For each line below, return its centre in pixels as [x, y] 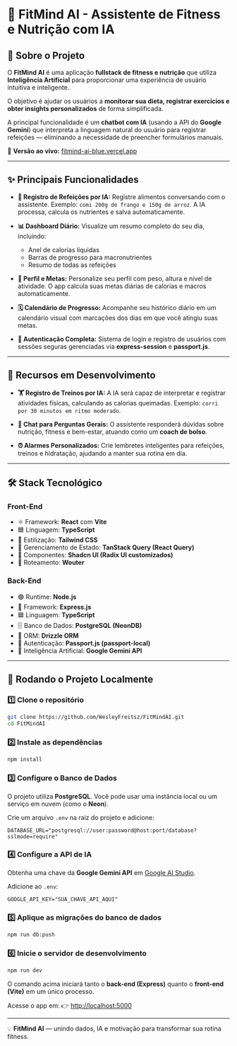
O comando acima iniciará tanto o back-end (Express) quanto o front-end [116, 984]
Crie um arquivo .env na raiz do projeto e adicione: [81, 817]
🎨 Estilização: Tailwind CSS [57, 540]
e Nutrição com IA [61, 29]
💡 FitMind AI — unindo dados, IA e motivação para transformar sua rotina [114, 1029]
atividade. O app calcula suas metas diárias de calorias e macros [112, 286]
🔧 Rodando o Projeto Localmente [80, 679]
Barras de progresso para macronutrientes [90, 257]
